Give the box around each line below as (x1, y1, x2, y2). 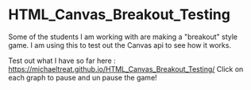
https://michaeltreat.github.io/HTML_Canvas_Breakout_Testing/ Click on (8, 64, 244, 73)
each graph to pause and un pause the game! (8, 72, 157, 82)
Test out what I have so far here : (8, 56, 117, 65)
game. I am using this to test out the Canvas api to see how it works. (8, 40, 232, 49)
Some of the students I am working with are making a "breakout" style (8, 32, 238, 41)
